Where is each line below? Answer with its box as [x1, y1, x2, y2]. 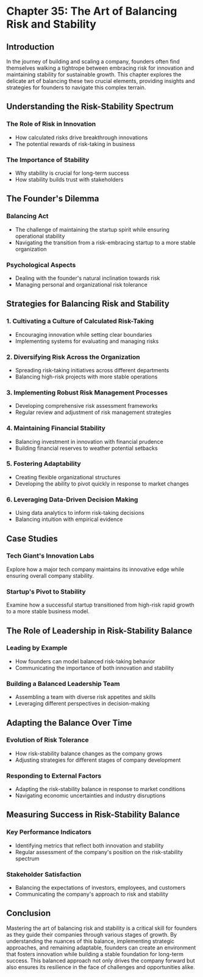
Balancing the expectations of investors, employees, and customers [15, 884, 186, 891]
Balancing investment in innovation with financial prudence [15, 438, 163, 445]
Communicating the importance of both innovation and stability [15, 664, 174, 671]
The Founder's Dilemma [6, 194, 99, 204]
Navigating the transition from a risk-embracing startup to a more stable [15, 238, 196, 246]
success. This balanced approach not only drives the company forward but [6, 957, 195, 964]
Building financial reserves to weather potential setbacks [15, 444, 158, 452]
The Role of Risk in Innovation [6, 120, 96, 128]
